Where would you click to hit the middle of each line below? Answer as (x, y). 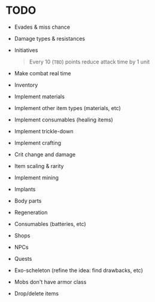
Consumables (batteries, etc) (50, 224)
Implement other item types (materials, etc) (67, 108)
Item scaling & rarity (39, 166)
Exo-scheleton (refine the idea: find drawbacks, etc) (78, 270)
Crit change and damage (45, 154)
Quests (23, 258)
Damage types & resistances (50, 38)
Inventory (26, 85)
